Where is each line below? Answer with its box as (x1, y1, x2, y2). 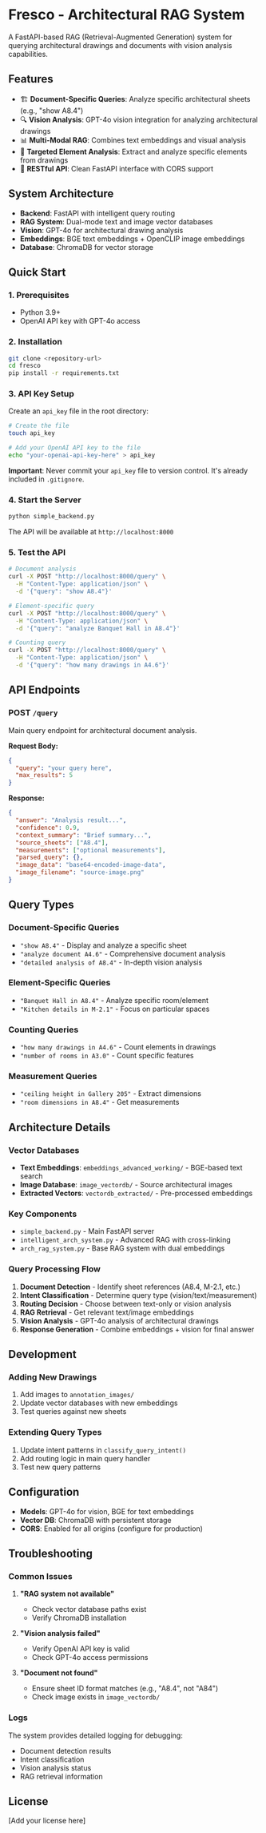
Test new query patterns (19, 1462, 101, 1472)
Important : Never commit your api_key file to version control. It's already (8, 465, 248, 475)
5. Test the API (8, 547, 66, 558)
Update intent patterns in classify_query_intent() (19, 1444, 186, 1455)
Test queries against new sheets (19, 1407, 127, 1416)
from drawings (19, 155, 69, 165)
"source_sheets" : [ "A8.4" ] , (15, 839, 109, 847)
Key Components (8, 1208, 77, 1219)
